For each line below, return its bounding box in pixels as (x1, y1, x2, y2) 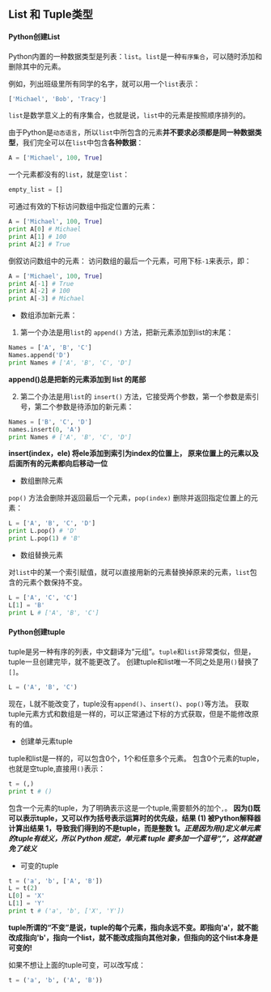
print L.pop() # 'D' (8, 527, 78, 535)
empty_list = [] (8, 185, 63, 194)
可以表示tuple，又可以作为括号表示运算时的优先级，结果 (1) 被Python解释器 (8, 813, 261, 823)
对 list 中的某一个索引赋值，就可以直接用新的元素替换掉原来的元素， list (8, 568, 251, 577)
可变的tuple (19, 861, 59, 871)
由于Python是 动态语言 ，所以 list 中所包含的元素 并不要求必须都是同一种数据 (8, 128, 255, 138)
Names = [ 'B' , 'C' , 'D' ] (8, 418, 92, 426)
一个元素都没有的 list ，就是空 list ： (8, 169, 130, 180)
